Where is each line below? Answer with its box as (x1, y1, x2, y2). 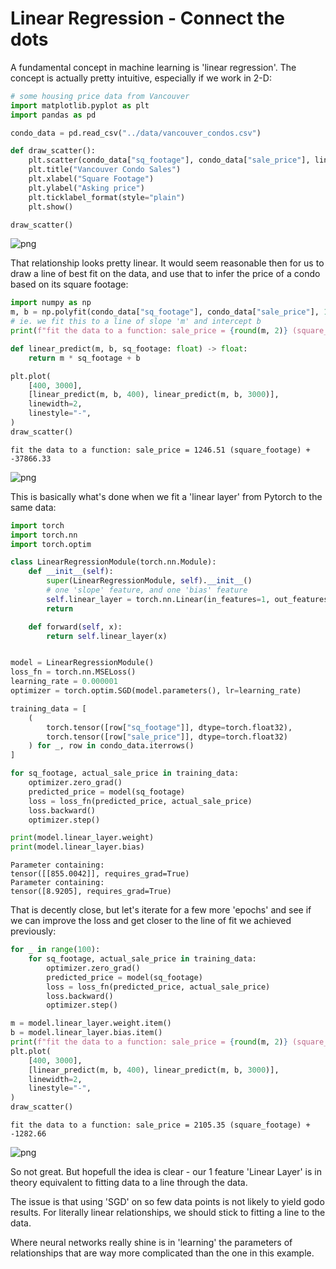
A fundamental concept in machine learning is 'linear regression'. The (10, 61, 297, 73)
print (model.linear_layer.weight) (10, 833, 155, 843)
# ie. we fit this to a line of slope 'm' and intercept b (10, 317, 262, 327)
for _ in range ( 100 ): (10, 945, 101, 955)
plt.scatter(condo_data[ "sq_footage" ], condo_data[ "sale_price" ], (28, 155, 311, 166)
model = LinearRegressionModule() (10, 658, 155, 668)
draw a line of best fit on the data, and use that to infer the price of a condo (10, 268, 321, 280)
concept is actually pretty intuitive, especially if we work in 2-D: (10, 72, 272, 84)
